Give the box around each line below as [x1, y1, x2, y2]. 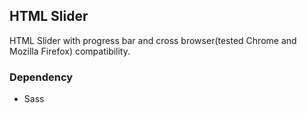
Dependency [9, 70, 74, 84]
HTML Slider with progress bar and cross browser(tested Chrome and [9, 34, 297, 46]
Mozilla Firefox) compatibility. [9, 45, 131, 57]
